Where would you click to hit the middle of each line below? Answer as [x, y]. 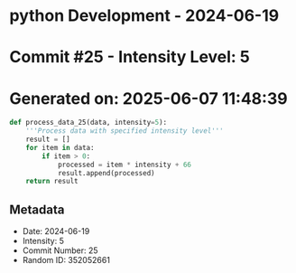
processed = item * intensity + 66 [125, 165]
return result [52, 182]
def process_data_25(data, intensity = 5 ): [88, 123]
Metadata [37, 209]
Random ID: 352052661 [66, 260]
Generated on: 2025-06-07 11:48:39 [148, 98]
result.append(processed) [106, 173]
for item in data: [60, 147]
